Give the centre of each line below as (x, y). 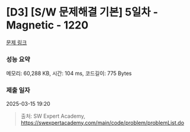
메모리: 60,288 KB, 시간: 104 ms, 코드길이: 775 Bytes (69, 73)
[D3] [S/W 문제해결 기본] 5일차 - (82, 12)
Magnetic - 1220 (47, 25)
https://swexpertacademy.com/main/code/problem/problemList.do (102, 122)
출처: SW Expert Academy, (53, 116)
